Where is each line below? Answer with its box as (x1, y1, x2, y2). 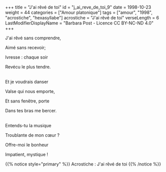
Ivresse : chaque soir (5, 54, 48, 60)
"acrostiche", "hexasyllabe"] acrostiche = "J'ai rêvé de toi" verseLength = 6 (5, 15, 159, 20)
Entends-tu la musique (5, 123, 52, 128)
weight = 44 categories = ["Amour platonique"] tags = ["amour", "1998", (5, 9, 153, 15)
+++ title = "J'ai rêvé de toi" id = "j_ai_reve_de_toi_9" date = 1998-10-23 (5, 4, 152, 10)
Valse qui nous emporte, (5, 88, 55, 94)
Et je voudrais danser (5, 79, 49, 85)
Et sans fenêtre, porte (5, 98, 50, 104)
